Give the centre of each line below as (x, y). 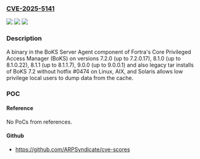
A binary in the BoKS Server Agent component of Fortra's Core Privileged (99, 52)
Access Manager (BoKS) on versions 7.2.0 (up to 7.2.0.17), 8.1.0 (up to (94, 58)
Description (24, 39)
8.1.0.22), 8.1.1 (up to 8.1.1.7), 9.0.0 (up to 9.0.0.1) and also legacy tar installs (100, 65)
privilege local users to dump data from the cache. (70, 78)
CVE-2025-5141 (31, 9)
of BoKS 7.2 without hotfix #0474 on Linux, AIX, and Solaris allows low (95, 71)
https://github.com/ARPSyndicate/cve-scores (72, 149)
